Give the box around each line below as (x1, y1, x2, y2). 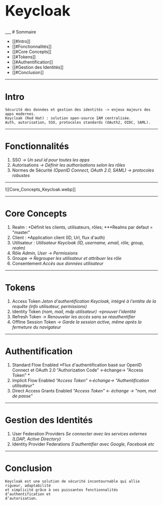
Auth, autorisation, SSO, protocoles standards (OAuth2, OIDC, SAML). (5, 120, 151, 125)
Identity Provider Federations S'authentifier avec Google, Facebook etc (12, 441, 155, 447)
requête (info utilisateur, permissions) (12, 304, 87, 310)
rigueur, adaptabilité (5, 483, 51, 488)
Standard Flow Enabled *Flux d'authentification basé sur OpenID (12, 362, 142, 368)
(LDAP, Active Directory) (12, 436, 61, 442)
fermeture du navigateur (12, 324, 62, 330)
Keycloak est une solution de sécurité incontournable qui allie (5, 479, 140, 484)
